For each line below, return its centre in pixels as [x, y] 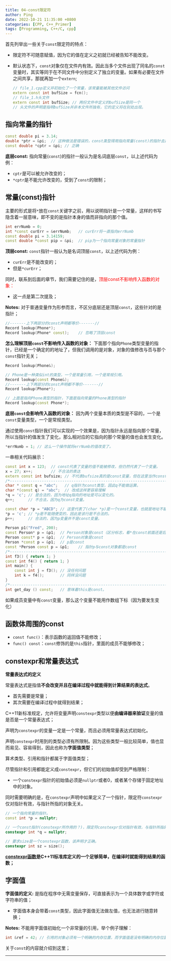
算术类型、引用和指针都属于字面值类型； [48, 759]
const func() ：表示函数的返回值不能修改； [58, 637]
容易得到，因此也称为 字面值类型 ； [59, 748]
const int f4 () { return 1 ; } [37, 561]
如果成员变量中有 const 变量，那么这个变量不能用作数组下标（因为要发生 [80, 600]
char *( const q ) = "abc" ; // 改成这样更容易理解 [55, 490]
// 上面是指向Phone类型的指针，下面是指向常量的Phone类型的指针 [66, 398]
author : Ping [19, 15]
